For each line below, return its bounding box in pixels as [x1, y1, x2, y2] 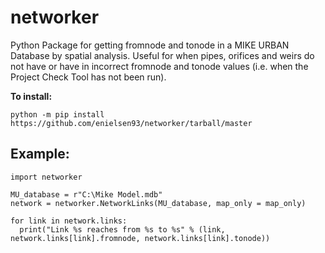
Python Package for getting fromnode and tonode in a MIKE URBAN [10, 39, 290, 51]
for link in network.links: [10, 216, 128, 226]
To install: [10, 90, 53, 102]
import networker [10, 172, 83, 182]
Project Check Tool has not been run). [10, 71, 167, 83]
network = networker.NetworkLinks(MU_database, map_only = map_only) [10, 198, 307, 208]
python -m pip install [10, 109, 105, 120]
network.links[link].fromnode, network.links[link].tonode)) [10, 233, 271, 243]
